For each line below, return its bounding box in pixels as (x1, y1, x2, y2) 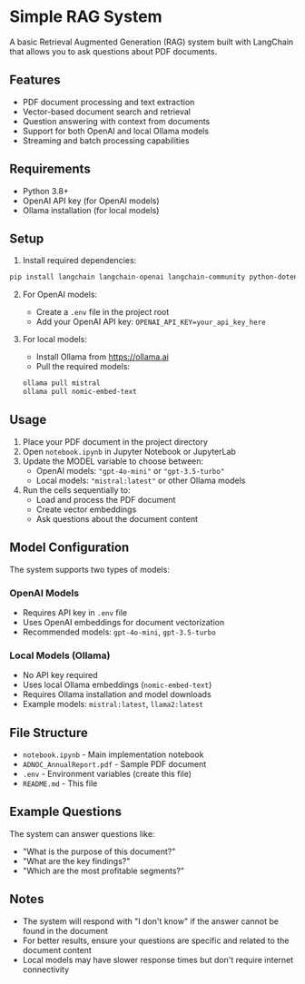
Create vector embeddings (35, 504, 137, 515)
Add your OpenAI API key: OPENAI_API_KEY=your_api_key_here (35, 316, 266, 328)
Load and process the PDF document (35, 494, 176, 505)
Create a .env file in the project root (35, 307, 170, 318)
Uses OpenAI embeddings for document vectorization (22, 616, 225, 627)
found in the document (22, 925, 109, 936)
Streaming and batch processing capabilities (22, 134, 190, 146)
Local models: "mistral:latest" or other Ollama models (35, 475, 246, 486)
